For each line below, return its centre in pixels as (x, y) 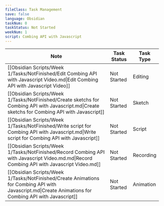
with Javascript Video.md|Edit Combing (53, 79)
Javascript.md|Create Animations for (50, 190)
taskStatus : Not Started (30, 28)
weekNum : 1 (16, 32)
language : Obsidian (25, 19)
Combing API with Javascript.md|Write (52, 132)
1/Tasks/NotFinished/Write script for (50, 126)
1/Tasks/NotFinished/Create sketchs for (53, 99)
